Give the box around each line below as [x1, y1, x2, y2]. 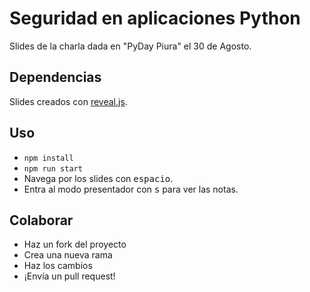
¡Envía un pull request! [23, 270, 116, 282]
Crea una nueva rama [23, 249, 113, 261]
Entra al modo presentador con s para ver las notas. [23, 183, 239, 195]
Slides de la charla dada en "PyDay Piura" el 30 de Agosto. [9, 40, 252, 52]
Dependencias [9, 69, 102, 86]
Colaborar [9, 212, 74, 229]
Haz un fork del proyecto [23, 238, 127, 251]
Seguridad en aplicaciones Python [9, 7, 301, 30]
